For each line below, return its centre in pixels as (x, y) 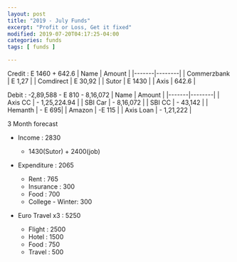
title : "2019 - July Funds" (49, 21)
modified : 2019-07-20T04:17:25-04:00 (63, 34)
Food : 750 (44, 244)
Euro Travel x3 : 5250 (49, 215)
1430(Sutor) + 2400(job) (64, 151)
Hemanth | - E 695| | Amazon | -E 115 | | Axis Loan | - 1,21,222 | (100, 110)
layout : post (27, 14)
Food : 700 (44, 194)
